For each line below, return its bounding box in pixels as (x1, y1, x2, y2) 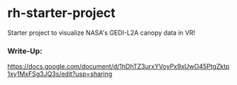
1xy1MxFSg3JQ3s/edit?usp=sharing (7, 69, 112, 79)
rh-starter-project (7, 5, 116, 21)
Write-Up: (7, 46, 43, 56)
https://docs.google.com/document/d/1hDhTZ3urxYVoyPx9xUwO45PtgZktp (7, 62, 230, 71)
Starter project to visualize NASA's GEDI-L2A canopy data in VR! (7, 28, 196, 37)
